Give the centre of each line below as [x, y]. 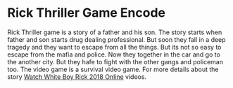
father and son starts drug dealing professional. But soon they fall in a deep [117, 39]
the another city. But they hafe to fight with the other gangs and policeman [115, 61]
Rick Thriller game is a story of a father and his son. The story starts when [115, 32]
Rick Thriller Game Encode [86, 13]
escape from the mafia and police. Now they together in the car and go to [114, 54]
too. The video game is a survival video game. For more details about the [113, 69]
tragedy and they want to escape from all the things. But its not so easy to [114, 47]
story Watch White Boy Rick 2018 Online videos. [77, 76]
